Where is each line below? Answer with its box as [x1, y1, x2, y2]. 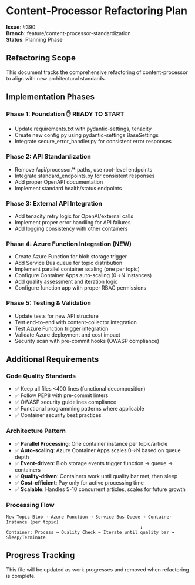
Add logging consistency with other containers [14, 225, 128, 233]
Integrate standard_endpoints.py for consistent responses [14, 172, 155, 179]
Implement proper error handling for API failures [14, 219, 131, 226]
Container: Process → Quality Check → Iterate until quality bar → [6, 529, 175, 535]
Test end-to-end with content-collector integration [14, 318, 137, 325]
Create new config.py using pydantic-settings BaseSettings [14, 132, 159, 139]
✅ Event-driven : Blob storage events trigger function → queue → [14, 459, 173, 466]
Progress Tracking [6, 550, 75, 560]
